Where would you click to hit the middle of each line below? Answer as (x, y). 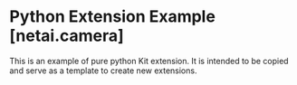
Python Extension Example (112, 17)
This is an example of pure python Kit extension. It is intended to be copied (149, 61)
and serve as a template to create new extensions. (103, 71)
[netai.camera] (67, 36)
